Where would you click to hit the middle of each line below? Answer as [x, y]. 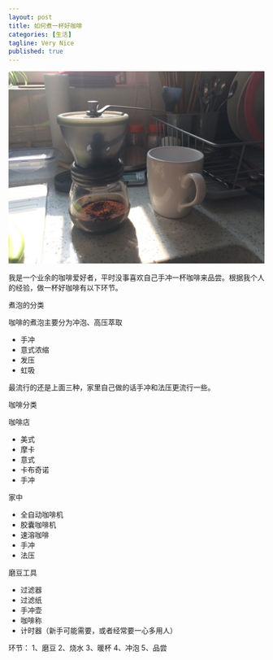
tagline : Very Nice [41, 43]
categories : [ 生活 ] [40, 34]
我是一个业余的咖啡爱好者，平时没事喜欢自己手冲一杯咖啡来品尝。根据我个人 [136, 278]
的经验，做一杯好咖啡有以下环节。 [65, 288]
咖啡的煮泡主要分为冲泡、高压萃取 [65, 322]
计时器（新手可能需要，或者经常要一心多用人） [98, 631]
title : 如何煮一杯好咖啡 [45, 26]
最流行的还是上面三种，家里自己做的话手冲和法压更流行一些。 [112, 387]
